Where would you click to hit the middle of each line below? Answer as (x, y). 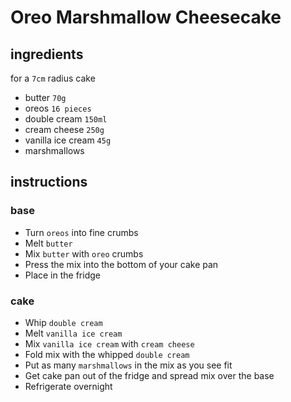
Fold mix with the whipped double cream (107, 354)
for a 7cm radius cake (53, 78)
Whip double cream (63, 322)
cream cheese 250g (64, 129)
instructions (49, 182)
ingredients (47, 54)
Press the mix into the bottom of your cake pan (121, 264)
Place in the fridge (62, 275)
